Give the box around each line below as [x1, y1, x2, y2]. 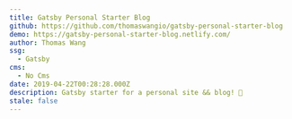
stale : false [9, 96, 58, 106]
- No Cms [17, 72, 50, 81]
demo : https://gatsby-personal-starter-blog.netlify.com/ [9, 30, 231, 38]
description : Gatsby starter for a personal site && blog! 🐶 [9, 88, 243, 97]
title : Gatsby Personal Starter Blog [9, 13, 151, 22]
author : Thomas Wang [9, 38, 87, 47]
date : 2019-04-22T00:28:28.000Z [9, 80, 130, 89]
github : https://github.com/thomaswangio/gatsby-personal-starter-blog [9, 21, 283, 30]
